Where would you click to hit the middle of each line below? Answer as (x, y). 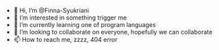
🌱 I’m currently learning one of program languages (85, 25)
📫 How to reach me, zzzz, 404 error (65, 40)
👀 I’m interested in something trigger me (70, 18)
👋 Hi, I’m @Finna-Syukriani (51, 10)
